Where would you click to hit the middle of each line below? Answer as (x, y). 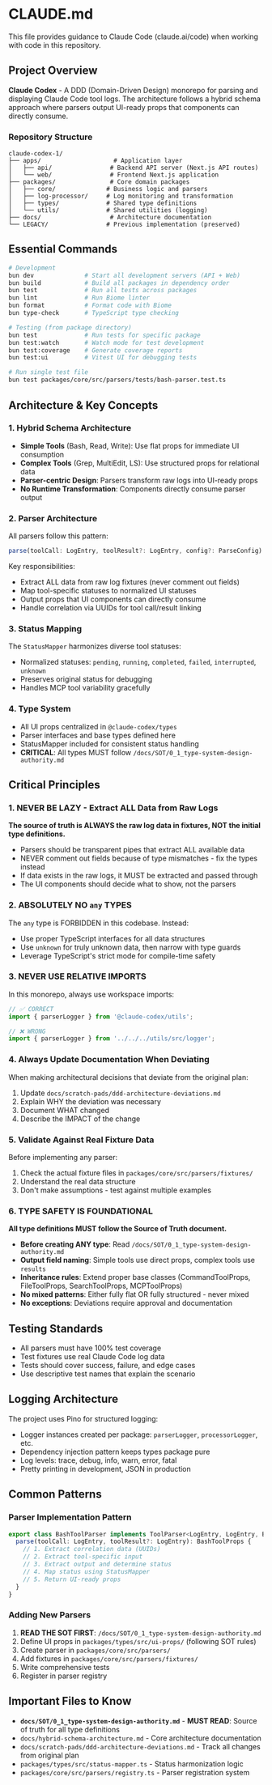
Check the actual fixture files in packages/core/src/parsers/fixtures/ (136, 1173)
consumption (42, 454)
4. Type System (40, 709)
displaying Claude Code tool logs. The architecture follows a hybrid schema (135, 99)
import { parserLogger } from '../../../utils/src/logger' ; (112, 1039)
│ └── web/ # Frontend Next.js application (114, 175)
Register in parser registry (64, 1676)
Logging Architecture (64, 1399)
